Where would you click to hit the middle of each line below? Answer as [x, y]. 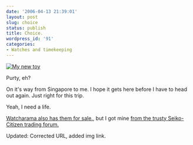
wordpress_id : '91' [30, 39]
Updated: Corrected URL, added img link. [56, 136]
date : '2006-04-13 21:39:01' [42, 11]
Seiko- [176, 118]
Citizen [15, 124]
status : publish [26, 28]
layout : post [22, 17]
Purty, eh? [19, 77]
